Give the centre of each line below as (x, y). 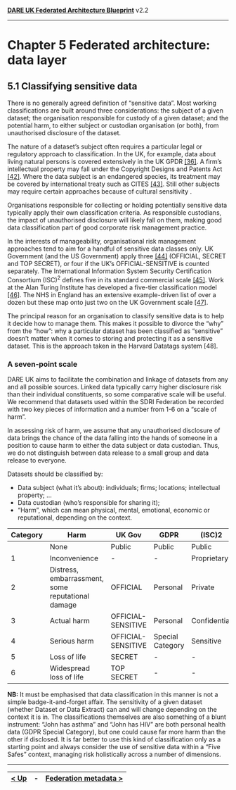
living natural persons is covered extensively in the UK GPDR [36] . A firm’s (115, 162)
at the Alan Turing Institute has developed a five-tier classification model (112, 287)
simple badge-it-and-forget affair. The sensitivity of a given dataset (105, 702)
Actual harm (70, 620)
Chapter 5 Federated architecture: (109, 45)
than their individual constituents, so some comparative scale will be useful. (117, 394)
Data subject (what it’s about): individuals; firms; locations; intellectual (119, 487)
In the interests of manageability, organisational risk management (102, 241)
